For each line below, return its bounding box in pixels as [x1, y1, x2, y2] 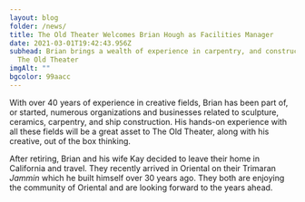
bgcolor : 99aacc [9, 72, 71, 82]
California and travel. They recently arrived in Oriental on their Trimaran [9, 162, 277, 173]
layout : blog [9, 13, 59, 23]
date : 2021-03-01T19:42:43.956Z [9, 38, 132, 48]
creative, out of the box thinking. [9, 135, 132, 146]
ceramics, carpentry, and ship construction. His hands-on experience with [9, 116, 288, 127]
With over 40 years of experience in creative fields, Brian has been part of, [9, 97, 289, 108]
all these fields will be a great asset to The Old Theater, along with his [9, 126, 270, 137]
